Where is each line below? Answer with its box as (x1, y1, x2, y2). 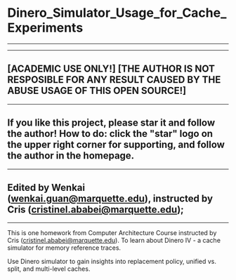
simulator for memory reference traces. (7, 244, 122, 252)
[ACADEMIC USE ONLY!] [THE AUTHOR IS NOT (7, 63, 216, 75)
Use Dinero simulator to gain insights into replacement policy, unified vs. (7, 258, 216, 266)
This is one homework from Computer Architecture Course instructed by (7, 229, 217, 237)
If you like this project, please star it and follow (7, 117, 216, 129)
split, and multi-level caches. (7, 265, 91, 273)
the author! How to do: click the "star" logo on (7, 128, 213, 140)
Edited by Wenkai (7, 181, 86, 194)
